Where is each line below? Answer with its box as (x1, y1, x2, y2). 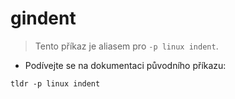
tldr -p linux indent (10, 78, 101, 89)
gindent (10, 7, 77, 30)
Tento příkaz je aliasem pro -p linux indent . (34, 40, 219, 52)
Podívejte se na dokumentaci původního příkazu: (24, 59, 227, 71)
